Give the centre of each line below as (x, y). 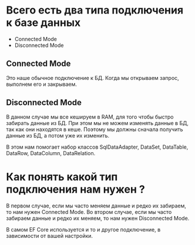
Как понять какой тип (62, 177)
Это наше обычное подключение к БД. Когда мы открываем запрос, (93, 78)
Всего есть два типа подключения (95, 10)
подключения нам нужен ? (75, 189)
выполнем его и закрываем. (42, 84)
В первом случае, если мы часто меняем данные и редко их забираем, (96, 206)
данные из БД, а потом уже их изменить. (58, 135)
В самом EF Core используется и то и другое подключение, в (83, 229)
